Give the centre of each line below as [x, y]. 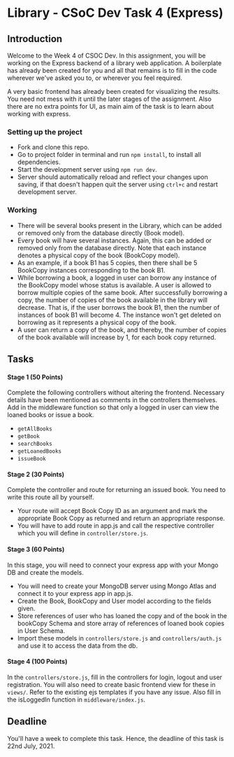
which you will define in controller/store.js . [83, 533]
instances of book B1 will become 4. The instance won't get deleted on [119, 315]
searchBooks [35, 444]
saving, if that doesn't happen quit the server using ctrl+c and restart [118, 184]
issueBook [32, 459]
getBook [28, 437]
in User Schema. [41, 630]
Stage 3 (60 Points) [36, 549]
